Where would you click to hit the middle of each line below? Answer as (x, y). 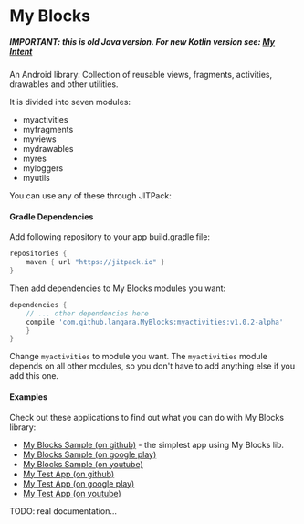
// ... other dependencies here (87, 313)
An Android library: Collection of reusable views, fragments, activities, (141, 75)
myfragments (48, 130)
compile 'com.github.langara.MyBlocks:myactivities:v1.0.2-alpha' (155, 322)
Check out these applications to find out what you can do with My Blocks (147, 417)
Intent (21, 51)
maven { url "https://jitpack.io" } (96, 262)
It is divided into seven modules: (70, 102)
